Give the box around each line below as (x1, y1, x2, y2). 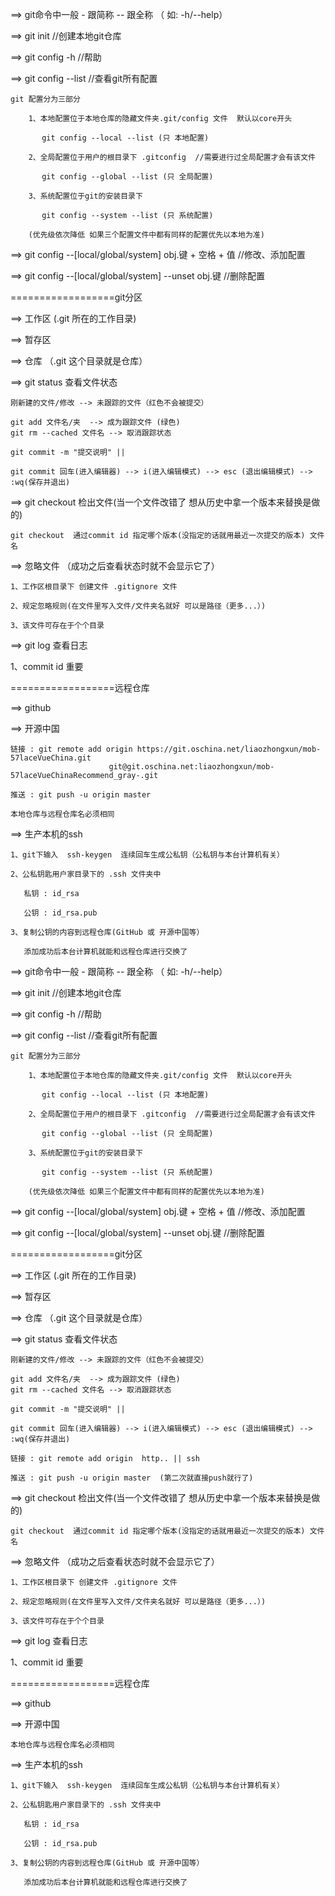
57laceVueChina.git (10, 753, 92, 763)
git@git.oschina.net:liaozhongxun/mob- (108, 762, 275, 772)
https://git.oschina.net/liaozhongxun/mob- (136, 744, 322, 754)
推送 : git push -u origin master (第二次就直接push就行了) (10, 1473, 254, 1483)
